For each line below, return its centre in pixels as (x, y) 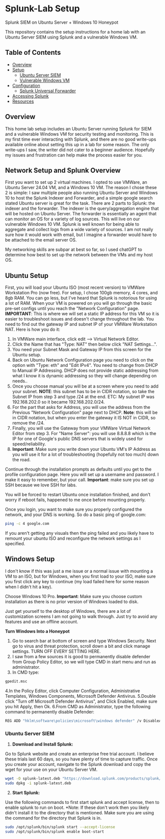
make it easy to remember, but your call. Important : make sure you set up (80, 480)
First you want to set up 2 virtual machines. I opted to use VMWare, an (76, 182)
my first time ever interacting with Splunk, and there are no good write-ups (81, 139)
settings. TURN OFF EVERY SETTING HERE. (56, 651)
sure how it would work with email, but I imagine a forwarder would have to (81, 235)
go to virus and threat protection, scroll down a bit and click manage (81, 646)
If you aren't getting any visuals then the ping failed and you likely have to (80, 533)
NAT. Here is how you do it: (33, 329)
